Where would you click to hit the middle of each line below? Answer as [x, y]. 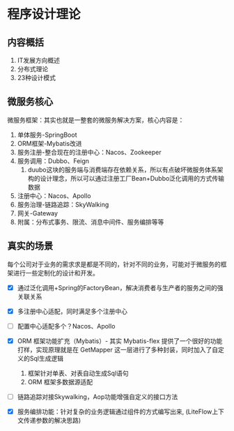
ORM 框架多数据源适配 [60, 381]
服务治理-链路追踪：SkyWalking [63, 204]
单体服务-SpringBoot [47, 135]
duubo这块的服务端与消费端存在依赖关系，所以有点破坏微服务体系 [122, 169]
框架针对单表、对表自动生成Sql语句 [78, 373]
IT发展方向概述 [39, 60]
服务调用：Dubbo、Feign [53, 160]
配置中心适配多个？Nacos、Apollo [66, 326]
